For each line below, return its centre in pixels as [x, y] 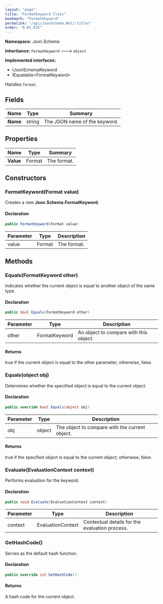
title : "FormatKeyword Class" [36, 14]
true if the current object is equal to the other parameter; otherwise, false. [79, 363]
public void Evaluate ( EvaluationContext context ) [56, 502]
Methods [19, 261]
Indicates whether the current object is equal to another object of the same [80, 286]
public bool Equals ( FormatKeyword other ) [48, 312]
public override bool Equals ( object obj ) [48, 407]
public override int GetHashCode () [41, 575]
